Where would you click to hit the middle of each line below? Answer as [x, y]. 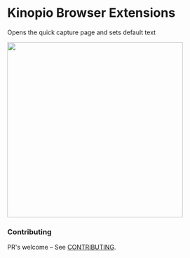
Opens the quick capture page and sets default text [82, 32]
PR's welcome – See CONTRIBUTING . [62, 247]
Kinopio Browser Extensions [91, 13]
